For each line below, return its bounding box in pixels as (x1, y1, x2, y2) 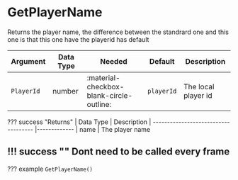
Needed (100, 56, 127, 66)
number (52, 86, 79, 96)
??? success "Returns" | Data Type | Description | (7, 118, 152, 126)
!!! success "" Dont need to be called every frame (7, 146, 230, 158)
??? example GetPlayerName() (7, 164, 93, 173)
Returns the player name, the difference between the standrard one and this (7, 28, 229, 36)
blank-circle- (86, 90, 133, 100)
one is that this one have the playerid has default (7, 35, 149, 43)
